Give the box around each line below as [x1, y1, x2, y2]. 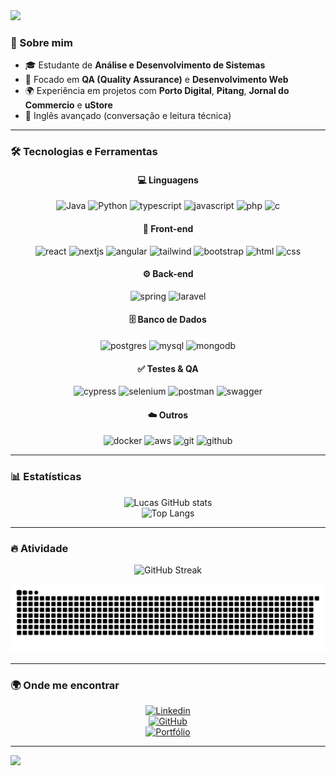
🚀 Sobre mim [10, 35, 73, 49]
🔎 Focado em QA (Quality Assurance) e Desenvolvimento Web [24, 74, 289, 86]
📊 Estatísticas [10, 470, 82, 484]
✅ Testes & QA [137, 362, 199, 374]
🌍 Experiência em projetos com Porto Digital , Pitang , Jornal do [24, 85, 290, 97]
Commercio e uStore [24, 99, 113, 111]
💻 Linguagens [137, 174, 199, 186]
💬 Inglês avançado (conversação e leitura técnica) [24, 110, 232, 122]
